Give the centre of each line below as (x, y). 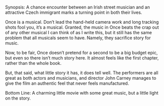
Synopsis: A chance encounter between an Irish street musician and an (78, 7)
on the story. (18, 98)
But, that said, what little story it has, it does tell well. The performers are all (82, 73)
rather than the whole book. (33, 63)
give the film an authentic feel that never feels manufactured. (67, 83)
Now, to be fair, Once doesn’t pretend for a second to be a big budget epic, (82, 53)
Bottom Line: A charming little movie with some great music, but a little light (82, 93)
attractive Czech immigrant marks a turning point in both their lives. (74, 12)
